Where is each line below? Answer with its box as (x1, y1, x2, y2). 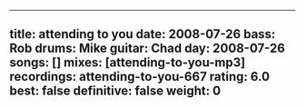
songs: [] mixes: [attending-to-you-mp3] (9, 55, 246, 71)
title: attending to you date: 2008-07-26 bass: (9, 26, 276, 42)
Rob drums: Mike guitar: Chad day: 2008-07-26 (9, 41, 286, 56)
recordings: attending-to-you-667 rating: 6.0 (9, 69, 271, 84)
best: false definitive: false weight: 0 (9, 83, 221, 99)
